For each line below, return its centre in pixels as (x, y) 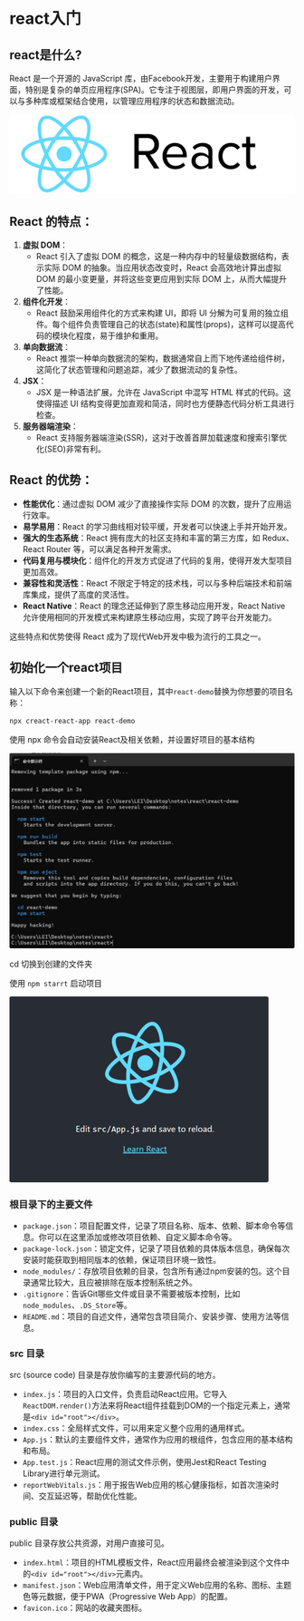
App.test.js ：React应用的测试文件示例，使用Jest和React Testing (144, 1462)
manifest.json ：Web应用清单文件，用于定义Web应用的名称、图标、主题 (157, 1585)
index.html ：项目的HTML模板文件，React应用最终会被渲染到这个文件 (152, 1563)
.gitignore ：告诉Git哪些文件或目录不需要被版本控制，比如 (131, 1294)
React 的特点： (51, 222)
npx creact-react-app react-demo (72, 721)
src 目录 (27, 1354)
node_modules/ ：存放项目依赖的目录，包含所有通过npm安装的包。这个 (152, 1271)
